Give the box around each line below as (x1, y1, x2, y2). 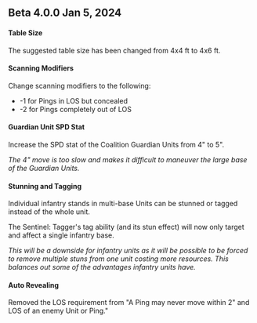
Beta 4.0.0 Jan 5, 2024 (8, 6, 122, 20)
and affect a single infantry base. (8, 230, 115, 240)
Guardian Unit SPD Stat (8, 122, 85, 132)
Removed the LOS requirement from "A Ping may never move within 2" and (8, 298, 250, 307)
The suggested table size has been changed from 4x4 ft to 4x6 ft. (8, 45, 221, 55)
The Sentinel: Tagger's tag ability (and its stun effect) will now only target (8, 223, 244, 232)
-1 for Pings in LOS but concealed (19, 96, 128, 105)
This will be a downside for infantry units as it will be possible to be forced (8, 246, 248, 256)
